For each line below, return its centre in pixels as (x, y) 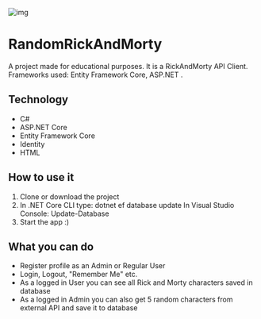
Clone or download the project (69, 196)
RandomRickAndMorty (85, 44)
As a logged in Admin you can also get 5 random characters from (126, 300)
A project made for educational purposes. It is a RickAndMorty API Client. (128, 66)
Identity (32, 144)
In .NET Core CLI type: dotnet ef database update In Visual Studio (127, 205)
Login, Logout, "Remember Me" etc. (79, 275)
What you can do (51, 246)
